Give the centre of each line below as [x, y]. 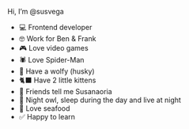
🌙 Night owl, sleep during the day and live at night [100, 100]
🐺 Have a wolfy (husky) [57, 71]
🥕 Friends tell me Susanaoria [65, 91]
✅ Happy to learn [47, 117]
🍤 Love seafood [44, 108]
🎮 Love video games [53, 48]
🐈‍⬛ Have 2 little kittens [57, 80]
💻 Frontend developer [55, 27]
